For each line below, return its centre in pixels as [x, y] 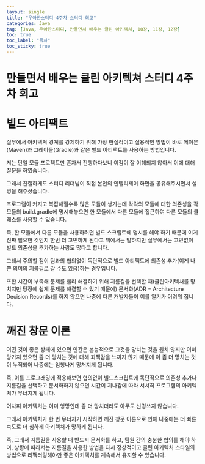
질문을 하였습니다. [28, 170]
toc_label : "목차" [28, 40]
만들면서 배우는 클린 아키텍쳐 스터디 [90, 79]
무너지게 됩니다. [36, 393]
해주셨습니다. [33, 191]
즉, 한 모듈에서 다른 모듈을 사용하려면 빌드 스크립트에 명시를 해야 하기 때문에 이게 [102, 232]
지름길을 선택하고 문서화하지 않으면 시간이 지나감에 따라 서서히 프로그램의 [94, 385]
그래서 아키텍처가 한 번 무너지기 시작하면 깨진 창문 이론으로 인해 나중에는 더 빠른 [102, 419]
